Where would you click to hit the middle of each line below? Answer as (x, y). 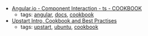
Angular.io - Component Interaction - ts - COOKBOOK (77, 8)
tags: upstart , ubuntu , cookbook (59, 27)
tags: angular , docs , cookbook (57, 15)
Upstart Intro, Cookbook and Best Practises (64, 21)
